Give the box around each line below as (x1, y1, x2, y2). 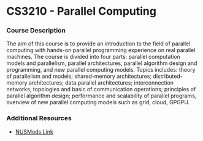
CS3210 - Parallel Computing (6, 4, 156, 18)
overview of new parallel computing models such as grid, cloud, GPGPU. (6, 99, 190, 106)
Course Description (6, 26, 66, 35)
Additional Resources (6, 114, 72, 123)
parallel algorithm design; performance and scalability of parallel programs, (6, 92, 197, 99)
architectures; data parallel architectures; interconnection (28, 79, 174, 86)
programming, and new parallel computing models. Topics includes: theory (6, 66, 196, 74)
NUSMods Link (15, 128, 53, 135)
